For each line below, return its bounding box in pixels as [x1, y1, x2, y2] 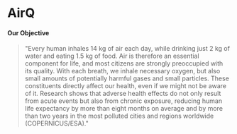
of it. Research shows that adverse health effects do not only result [24, 90, 221, 98]
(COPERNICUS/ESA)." [24, 119, 89, 128]
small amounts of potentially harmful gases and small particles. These [24, 74, 229, 83]
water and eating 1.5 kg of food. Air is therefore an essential [24, 51, 200, 61]
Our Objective [7, 28, 50, 37]
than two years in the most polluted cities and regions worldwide [24, 111, 214, 121]
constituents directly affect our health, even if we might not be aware [24, 82, 227, 90]
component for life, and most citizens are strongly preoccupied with [24, 59, 224, 68]
